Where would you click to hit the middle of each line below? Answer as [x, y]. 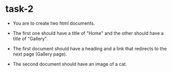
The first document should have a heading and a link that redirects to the [90, 48]
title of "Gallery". [30, 39]
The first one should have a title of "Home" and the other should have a [88, 33]
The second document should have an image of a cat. [70, 64]
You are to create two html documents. [54, 23]
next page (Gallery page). [40, 54]
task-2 [20, 9]
